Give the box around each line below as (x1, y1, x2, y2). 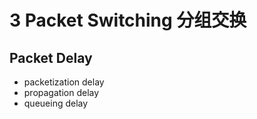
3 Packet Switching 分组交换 (9, 9, 247, 32)
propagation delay (23, 87, 100, 98)
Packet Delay (9, 49, 93, 66)
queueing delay (23, 97, 89, 109)
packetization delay (23, 76, 105, 88)
